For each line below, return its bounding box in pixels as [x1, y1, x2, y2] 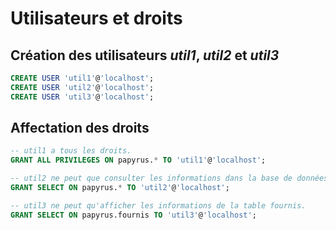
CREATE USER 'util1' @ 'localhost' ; [10, 73, 155, 83]
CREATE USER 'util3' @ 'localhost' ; [10, 92, 155, 102]
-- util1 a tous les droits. [10, 146, 132, 156]
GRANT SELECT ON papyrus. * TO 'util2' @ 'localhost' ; [10, 183, 230, 193]
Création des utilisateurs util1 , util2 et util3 [10, 47, 280, 64]
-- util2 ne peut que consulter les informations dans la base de [10, 173, 293, 184]
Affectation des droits [10, 120, 150, 137]
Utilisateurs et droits [10, 7, 183, 30]
